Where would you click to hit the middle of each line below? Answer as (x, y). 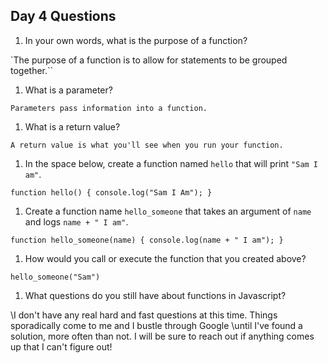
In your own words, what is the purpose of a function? (136, 40)
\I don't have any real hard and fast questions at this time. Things (144, 315)
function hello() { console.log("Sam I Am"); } (111, 192)
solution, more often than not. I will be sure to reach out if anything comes (162, 336)
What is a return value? (72, 126)
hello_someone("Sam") (55, 277)
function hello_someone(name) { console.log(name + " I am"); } (147, 240)
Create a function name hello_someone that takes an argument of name (168, 211)
